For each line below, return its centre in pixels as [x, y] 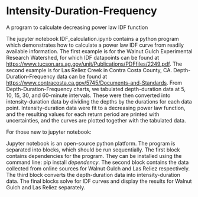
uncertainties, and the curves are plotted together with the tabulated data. [96, 120]
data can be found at [82, 76]
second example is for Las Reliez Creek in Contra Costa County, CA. [89, 70]
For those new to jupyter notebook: [49, 132]
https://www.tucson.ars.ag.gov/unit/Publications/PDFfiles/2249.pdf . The [94, 64]
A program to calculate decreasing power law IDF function [77, 27]
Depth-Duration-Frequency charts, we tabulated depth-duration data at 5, [96, 89]
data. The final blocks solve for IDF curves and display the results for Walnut [99, 181]
